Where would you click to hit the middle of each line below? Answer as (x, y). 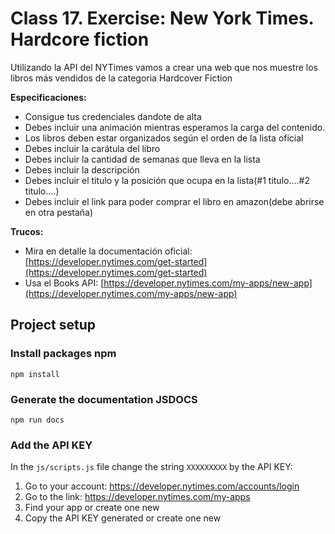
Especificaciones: (48, 97)
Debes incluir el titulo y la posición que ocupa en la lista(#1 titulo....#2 (167, 180)
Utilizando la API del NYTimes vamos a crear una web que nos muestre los (164, 67)
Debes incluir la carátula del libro (92, 148)
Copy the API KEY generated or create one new (123, 518)
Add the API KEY (51, 445)
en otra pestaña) (59, 212)
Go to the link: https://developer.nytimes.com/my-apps (137, 497)
